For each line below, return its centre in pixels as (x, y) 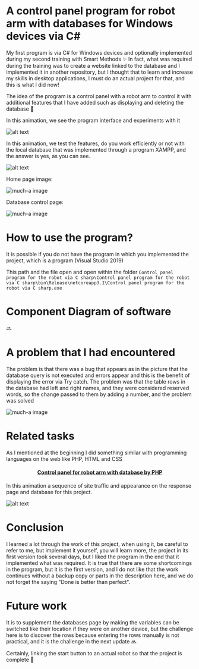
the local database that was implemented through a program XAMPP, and (96, 149)
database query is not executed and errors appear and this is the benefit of (98, 375)
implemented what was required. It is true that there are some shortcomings (99, 563)
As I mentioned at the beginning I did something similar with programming (97, 453)
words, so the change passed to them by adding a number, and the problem (99, 394)
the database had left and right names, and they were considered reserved (98, 388)
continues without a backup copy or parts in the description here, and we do (100, 576)
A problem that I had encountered (91, 353)
